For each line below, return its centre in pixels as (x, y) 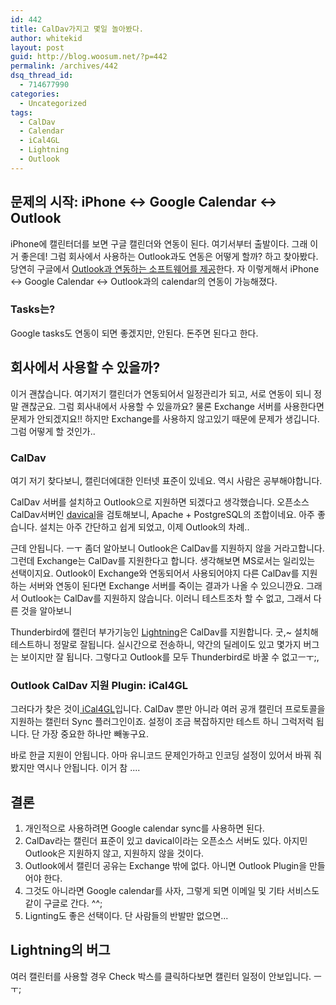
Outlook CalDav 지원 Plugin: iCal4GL (99, 685)
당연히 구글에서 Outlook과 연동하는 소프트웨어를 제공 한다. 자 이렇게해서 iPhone (165, 268)
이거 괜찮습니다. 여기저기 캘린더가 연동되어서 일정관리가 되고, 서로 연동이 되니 (161, 393)
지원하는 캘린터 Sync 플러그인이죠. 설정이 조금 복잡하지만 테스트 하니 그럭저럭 (162, 722)
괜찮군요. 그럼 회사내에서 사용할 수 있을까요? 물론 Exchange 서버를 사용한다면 (172, 406)
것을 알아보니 (46, 610)
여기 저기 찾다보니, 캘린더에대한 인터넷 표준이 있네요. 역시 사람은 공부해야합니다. (166, 480)
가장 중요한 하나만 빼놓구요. (95, 734)
